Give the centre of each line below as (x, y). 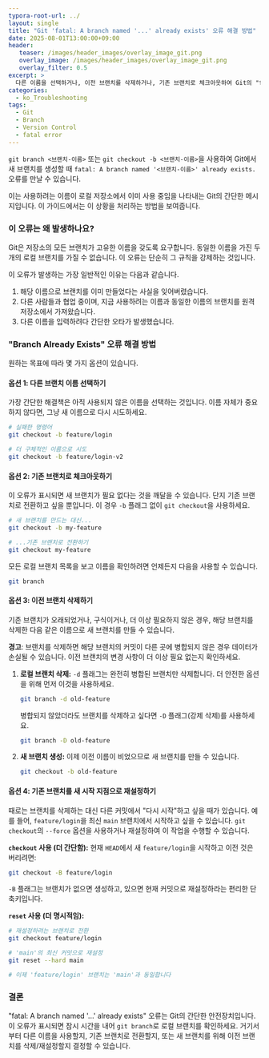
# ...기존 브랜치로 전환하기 (48, 542)
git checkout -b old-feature (68, 772)
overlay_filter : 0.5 (53, 68)
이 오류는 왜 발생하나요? (51, 228)
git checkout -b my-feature (55, 528)
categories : (28, 90)
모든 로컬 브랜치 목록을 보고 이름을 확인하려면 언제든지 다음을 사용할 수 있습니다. (133, 566)
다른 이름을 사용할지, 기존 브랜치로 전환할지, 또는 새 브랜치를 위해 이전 (132, 1036)
